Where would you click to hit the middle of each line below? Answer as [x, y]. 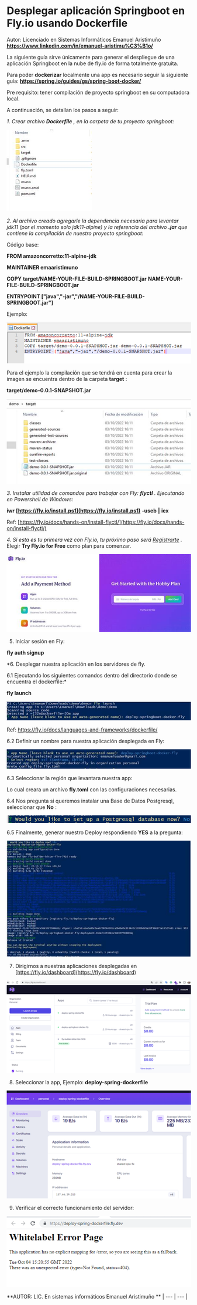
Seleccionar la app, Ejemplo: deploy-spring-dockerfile [82, 1082]
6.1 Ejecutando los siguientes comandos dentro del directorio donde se [92, 676]
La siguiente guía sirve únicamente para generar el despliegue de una [91, 57]
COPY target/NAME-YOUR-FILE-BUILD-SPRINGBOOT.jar [77, 279]
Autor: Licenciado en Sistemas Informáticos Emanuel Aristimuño [84, 39]
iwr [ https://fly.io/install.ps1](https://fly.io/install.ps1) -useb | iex [88, 511]
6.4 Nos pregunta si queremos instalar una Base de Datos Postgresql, [90, 801]
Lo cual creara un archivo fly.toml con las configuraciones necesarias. [92, 789]
